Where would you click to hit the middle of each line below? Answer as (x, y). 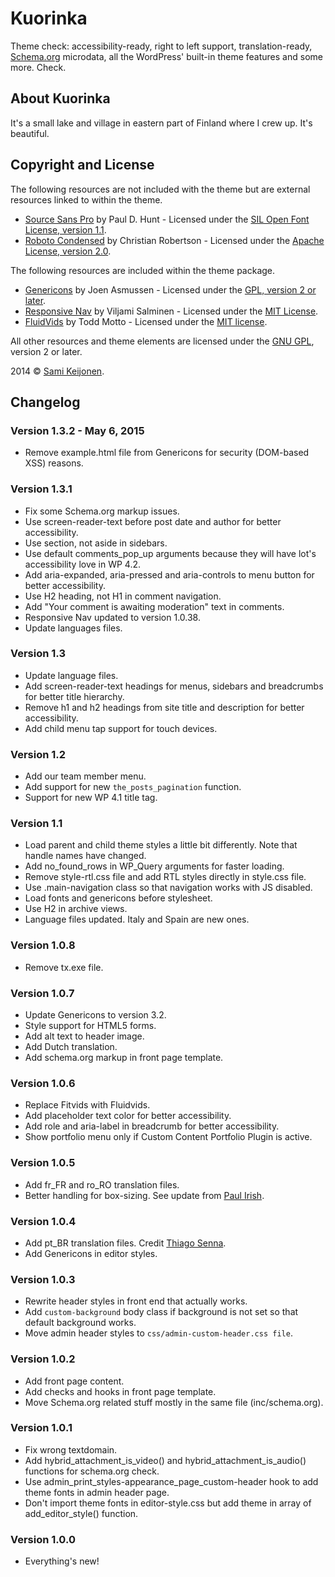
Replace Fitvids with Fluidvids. (87, 1105)
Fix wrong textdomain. (71, 1449)
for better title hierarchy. (74, 696)
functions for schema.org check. (92, 1471)
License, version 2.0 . (68, 251)
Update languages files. (73, 628)
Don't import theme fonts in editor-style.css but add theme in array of (168, 1503)
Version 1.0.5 (43, 1163)
